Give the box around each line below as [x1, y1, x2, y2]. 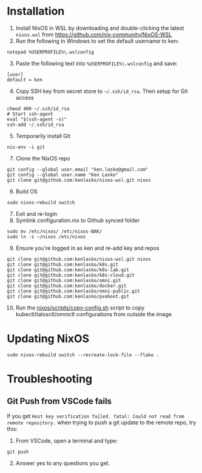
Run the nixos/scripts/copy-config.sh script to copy [15, 304, 145, 311]
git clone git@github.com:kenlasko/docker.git [7, 283, 127, 289]
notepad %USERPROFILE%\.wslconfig [7, 49, 95, 55]
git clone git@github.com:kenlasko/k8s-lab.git [7, 266, 130, 273]
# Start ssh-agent [7, 111, 53, 117]
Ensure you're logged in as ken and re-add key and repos [15, 244, 160, 252]
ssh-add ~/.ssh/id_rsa [7, 122, 64, 128]
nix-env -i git [7, 144, 45, 150]
